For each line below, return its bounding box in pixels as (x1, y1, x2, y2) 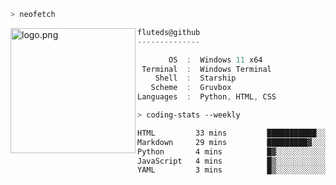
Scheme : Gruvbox (150, 83, 232, 93)
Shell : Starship (154, 73, 237, 84)
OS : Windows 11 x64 (168, 55, 263, 65)
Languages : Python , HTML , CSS (137, 92, 277, 102)
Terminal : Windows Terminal (141, 64, 272, 74)
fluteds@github (137, 27, 201, 37)
